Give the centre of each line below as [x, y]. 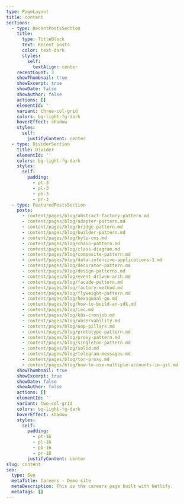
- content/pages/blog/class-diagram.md [71, 249]
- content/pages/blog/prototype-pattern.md [76, 332]
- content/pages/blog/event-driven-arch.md [76, 277]
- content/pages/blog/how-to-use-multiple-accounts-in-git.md [100, 365]
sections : [18, 23]
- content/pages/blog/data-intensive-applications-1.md [92, 260]
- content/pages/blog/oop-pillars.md [68, 326]
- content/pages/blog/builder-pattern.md [74, 232]
